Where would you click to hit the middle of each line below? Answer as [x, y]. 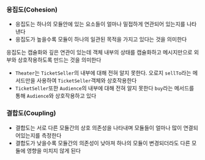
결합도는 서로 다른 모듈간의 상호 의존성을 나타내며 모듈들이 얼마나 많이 [99, 128]
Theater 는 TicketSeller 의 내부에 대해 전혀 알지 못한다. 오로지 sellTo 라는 [103, 73]
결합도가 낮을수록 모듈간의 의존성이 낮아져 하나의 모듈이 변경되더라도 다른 [103, 143]
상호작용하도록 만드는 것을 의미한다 [59, 60]
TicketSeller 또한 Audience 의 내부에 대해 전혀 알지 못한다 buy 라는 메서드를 [105, 88]
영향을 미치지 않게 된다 [54, 150]
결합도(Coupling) [31, 113]
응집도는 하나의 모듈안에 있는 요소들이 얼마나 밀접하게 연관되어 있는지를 [100, 24]
